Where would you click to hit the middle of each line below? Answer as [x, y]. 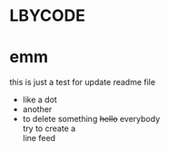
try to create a [49, 128]
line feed [39, 138]
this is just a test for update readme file [83, 82]
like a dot [40, 99]
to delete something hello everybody [91, 119]
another [37, 109]
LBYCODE [48, 16]
